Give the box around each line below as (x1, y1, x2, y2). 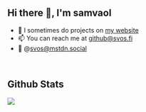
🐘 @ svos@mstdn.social (17, 44, 88, 52)
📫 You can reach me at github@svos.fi (17, 33, 133, 43)
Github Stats (7, 79, 64, 91)
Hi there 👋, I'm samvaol (7, 7, 112, 19)
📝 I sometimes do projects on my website (17, 26, 139, 34)
